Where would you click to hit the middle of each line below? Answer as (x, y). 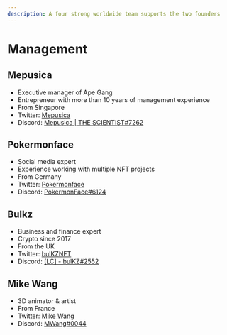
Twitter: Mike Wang (46, 316)
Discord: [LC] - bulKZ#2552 (58, 262)
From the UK (36, 246)
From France (36, 309)
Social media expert (47, 162)
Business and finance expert (59, 231)
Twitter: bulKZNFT (44, 254)
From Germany (39, 177)
